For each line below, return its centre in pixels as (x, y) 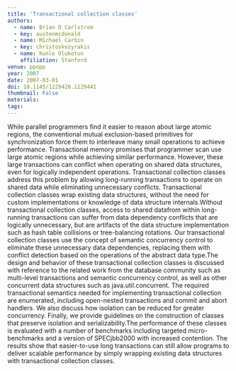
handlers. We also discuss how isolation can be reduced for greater (106, 308)
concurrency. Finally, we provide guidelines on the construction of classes (116, 315)
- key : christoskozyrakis (52, 47)
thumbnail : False (33, 93)
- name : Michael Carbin (49, 41)
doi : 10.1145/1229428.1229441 (52, 87)
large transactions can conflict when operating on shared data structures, (115, 164)
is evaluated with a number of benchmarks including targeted (97, 330)
